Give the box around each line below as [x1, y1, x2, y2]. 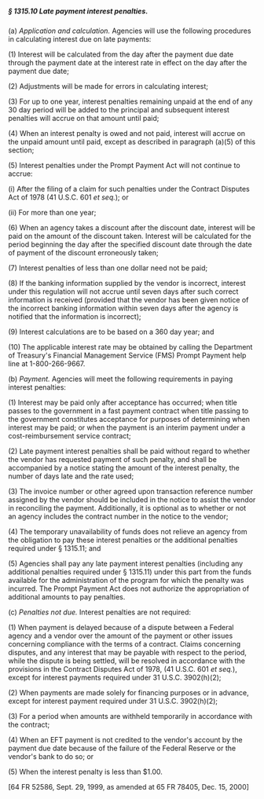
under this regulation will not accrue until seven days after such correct [8, 287, 239, 296]
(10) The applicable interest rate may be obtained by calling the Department [8, 342, 253, 351]
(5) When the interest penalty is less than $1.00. [8, 767, 163, 776]
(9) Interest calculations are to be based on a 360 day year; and [8, 327, 214, 336]
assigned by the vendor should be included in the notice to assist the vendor [8, 495, 256, 504]
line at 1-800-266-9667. [8, 358, 86, 368]
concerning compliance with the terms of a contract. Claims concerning [8, 639, 241, 648]
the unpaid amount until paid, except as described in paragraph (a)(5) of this [8, 137, 256, 146]
